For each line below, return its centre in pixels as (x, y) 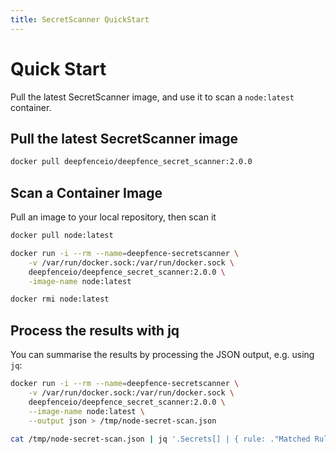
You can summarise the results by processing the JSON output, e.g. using (162, 355)
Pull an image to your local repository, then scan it (113, 217)
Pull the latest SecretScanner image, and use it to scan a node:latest (152, 97)
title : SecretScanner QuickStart (80, 19)
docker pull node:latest (62, 236)
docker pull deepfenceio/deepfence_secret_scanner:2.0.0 (131, 162)
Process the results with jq (95, 330)
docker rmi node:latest (60, 299)
